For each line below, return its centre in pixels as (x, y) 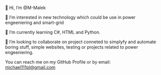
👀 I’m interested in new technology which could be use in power (70, 17)
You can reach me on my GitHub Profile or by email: (58, 62)
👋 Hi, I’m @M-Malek (26, 8)
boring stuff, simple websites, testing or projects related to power (72, 47)
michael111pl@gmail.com (30, 67)
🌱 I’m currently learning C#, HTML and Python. (53, 32)
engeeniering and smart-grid (35, 23)
